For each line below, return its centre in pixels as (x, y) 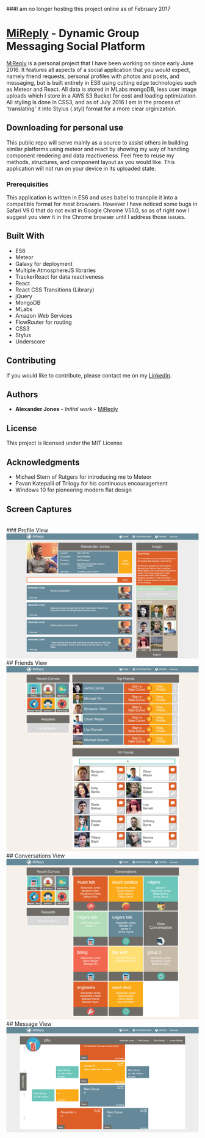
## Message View (29, 1023)
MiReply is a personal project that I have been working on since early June (100, 63)
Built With (25, 236)
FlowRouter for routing (43, 322)
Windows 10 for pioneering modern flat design (74, 490)
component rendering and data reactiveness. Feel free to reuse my (90, 156)
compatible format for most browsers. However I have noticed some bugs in (102, 204)
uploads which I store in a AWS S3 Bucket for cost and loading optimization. (102, 95)
